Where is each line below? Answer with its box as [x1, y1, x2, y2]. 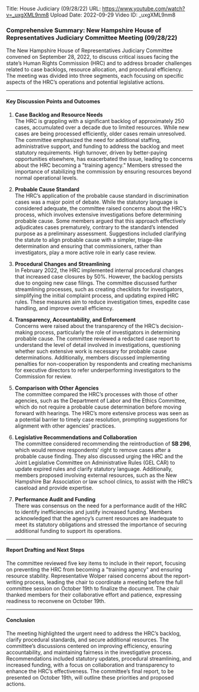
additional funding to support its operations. [14, 527, 122, 534]
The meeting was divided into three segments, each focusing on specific [6, 72, 184, 80]
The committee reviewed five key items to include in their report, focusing [6, 560, 187, 567]
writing [6, 579, 24, 586]
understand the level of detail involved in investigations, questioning [14, 341, 181, 348]
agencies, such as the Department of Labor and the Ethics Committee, [14, 397, 187, 404]
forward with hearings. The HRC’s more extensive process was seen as [14, 409, 189, 416]
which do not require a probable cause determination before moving [14, 403, 182, 410]
